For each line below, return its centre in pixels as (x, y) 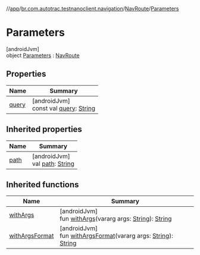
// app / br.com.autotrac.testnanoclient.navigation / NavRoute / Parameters (93, 9)
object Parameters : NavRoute (43, 55)
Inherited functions (43, 185)
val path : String (53, 163)
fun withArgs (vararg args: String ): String (115, 219)
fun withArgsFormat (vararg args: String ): (116, 236)
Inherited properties (44, 129)
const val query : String (64, 108)
